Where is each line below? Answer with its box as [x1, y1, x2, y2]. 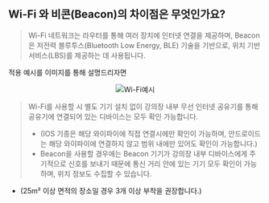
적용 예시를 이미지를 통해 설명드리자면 [8, 67, 127, 77]
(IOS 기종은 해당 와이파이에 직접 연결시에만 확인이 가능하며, [39, 128, 227, 138]
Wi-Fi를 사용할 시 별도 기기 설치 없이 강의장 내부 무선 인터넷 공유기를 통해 [27, 101, 259, 111]
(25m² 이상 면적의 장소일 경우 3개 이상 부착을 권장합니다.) [19, 185, 202, 195]
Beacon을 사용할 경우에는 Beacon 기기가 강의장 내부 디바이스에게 [39, 148, 248, 158]
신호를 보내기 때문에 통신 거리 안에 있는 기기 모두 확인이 [68, 159, 242, 168]
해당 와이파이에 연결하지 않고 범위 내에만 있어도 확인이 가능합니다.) [48, 139, 258, 148]
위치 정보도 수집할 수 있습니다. [57, 168, 152, 178]
